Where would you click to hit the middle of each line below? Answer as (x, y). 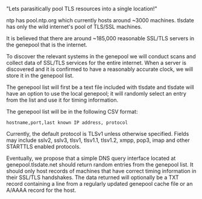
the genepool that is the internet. (47, 45)
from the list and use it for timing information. (62, 100)
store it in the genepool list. (40, 75)
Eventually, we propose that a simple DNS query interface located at (91, 158)
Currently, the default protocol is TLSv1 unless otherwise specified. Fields (98, 134)
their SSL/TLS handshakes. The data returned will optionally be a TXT (93, 177)
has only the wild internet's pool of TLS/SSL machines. (74, 27)
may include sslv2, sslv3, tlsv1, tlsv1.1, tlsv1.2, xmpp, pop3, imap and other (98, 140)
